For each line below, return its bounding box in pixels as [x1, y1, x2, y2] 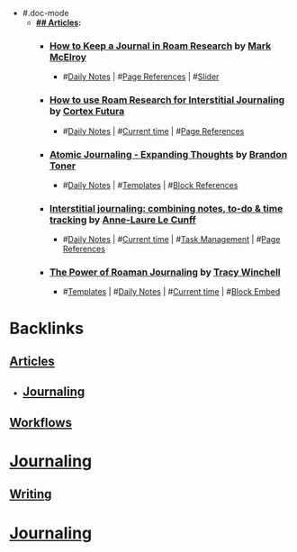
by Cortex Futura [49, 105, 125, 118]
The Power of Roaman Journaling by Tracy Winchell [49, 266, 281, 278]
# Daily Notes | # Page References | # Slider [62, 71, 220, 82]
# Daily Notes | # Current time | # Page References [62, 125, 245, 136]
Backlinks [9, 318, 85, 339]
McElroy [49, 50, 87, 63]
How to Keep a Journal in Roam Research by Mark [49, 40, 272, 52]
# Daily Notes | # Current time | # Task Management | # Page [62, 234, 281, 245]
